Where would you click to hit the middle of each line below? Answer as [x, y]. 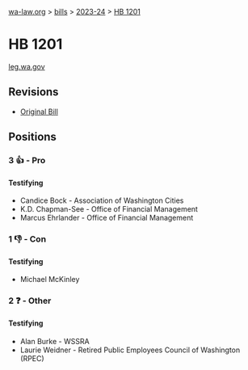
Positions [32, 137]
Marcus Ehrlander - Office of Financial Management [107, 218]
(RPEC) [32, 358]
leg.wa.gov [27, 66]
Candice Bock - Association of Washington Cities [102, 200]
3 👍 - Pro [27, 161]
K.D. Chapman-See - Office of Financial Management [109, 209]
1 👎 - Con [27, 239]
